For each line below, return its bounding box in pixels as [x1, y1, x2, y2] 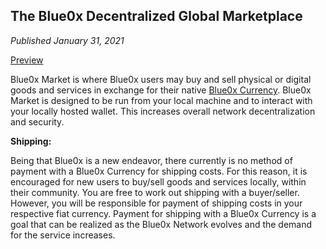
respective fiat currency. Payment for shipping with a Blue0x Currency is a [10, 207, 317, 219]
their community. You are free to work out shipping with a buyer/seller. [10, 186, 300, 198]
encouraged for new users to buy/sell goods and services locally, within [10, 175, 307, 188]
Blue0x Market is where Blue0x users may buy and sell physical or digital [10, 73, 312, 85]
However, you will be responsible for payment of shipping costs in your [10, 197, 303, 209]
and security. [10, 115, 65, 128]
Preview [10, 54, 44, 66]
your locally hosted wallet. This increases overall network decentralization [10, 105, 316, 117]
